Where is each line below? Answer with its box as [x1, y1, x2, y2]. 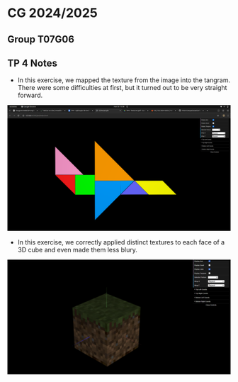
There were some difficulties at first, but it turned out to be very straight [17, 84, 227, 92]
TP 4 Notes [7, 57, 58, 69]
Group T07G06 [7, 33, 74, 45]
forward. [17, 91, 43, 100]
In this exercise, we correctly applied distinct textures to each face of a [17, 237, 225, 246]
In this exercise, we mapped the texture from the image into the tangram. [17, 76, 231, 84]
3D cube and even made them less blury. [17, 245, 138, 254]
